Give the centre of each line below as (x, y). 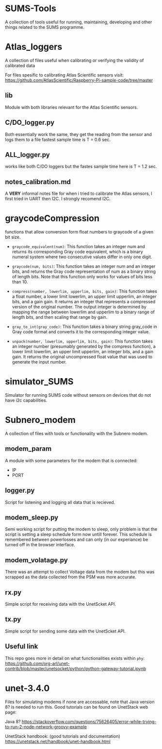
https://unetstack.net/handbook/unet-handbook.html (58, 741)
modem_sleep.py (32, 517)
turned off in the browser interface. (40, 545)
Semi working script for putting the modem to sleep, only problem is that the (81, 529)
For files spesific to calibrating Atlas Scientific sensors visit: (64, 75)
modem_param (28, 449)
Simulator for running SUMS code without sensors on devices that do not (78, 395)
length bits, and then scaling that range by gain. (60, 317)
